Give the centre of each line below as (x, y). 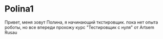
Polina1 (19, 9)
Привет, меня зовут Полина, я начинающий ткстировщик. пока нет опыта (81, 22)
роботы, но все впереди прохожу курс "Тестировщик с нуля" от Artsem (80, 27)
